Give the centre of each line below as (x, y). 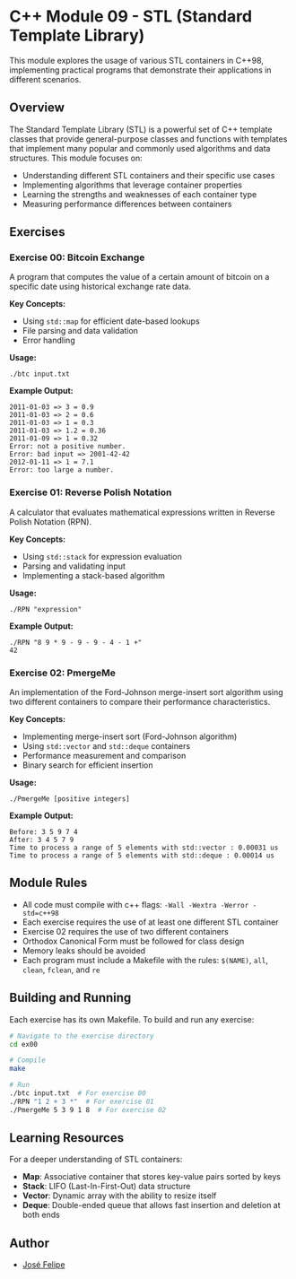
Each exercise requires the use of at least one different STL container (150, 922)
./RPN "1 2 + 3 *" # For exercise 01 (82, 1101)
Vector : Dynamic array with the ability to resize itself (119, 1196)
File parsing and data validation (80, 331)
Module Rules (48, 883)
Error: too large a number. (62, 470)
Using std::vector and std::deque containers (106, 746)
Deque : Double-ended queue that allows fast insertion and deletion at (151, 1205)
